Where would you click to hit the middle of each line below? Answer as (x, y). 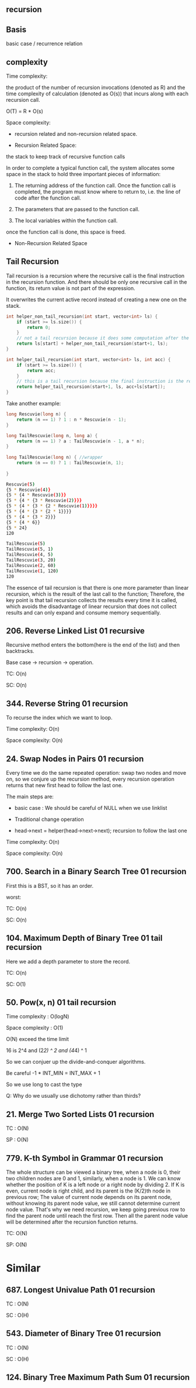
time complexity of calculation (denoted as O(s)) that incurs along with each (97, 94)
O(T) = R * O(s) (25, 111)
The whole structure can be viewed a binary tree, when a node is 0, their (93, 1172)
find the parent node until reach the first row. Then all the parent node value (97, 1216)
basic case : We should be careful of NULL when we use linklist (91, 808)
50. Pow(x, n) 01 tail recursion (61, 1003)
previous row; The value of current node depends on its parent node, (89, 1197)
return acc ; (42, 370)
